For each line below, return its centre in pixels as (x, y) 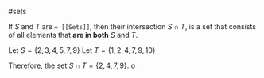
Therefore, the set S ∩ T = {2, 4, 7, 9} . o (72, 65)
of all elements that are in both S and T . (73, 35)
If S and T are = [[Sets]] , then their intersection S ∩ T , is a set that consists (132, 26)
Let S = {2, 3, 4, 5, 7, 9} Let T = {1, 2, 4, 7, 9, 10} (82, 50)
